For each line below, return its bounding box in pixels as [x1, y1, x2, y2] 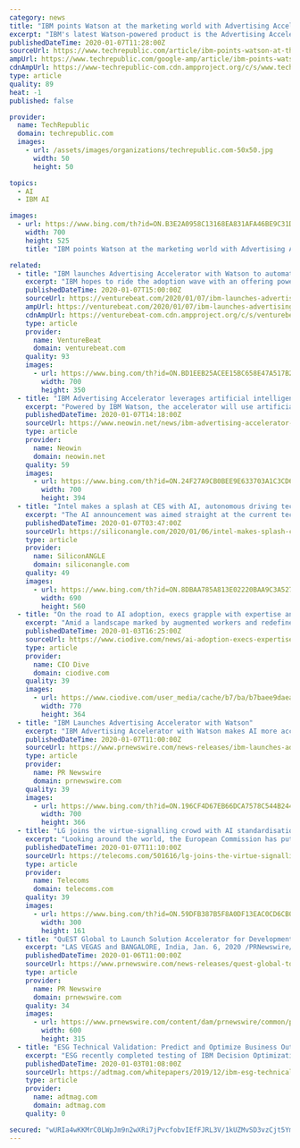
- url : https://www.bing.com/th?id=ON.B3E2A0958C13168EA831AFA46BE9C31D [17, 220, 294, 229]
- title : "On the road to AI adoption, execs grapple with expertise [17, 610, 281, 619]
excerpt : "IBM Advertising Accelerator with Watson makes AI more [25, 727, 278, 736]
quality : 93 [25, 353, 70, 361]
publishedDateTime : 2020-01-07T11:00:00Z [25, 735, 181, 744]
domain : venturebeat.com [32, 344, 126, 353]
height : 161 [41, 926, 87, 935]
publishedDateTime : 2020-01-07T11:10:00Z [25, 843, 181, 852]
